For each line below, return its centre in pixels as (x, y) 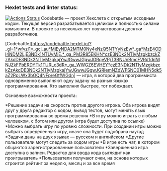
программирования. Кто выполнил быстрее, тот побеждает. (69, 86)
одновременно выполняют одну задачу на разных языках (67, 81)
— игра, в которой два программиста (116, 76)
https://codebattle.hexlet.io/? (62, 44)
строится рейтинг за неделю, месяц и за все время (60, 164)
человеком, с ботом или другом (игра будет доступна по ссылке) (75, 121)
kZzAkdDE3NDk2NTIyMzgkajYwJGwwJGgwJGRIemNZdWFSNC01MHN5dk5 (83, 70)
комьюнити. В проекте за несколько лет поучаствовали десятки (74, 29)
